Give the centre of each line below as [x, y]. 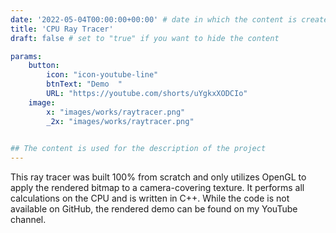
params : [26, 56]
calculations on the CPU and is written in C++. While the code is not [150, 198]
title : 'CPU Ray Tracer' [62, 29]
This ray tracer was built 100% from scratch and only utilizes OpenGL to [158, 177]
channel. [28, 220]
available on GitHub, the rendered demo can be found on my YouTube [154, 209]
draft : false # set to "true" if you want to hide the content [145, 38]
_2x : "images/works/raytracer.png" [120, 121]
